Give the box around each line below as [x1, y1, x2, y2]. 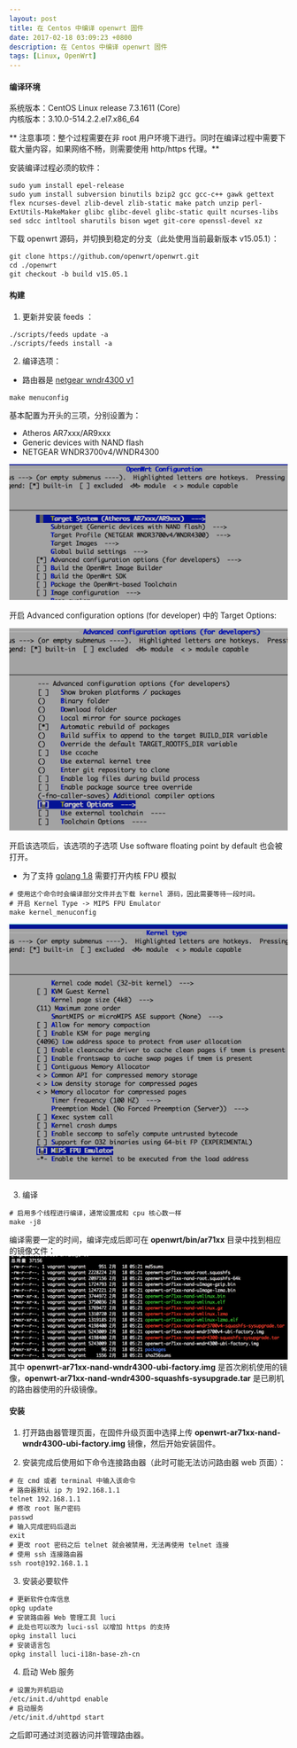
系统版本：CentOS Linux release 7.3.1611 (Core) [9, 103, 181, 113]
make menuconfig [9, 393, 69, 402]
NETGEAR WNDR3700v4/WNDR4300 [21, 446, 160, 457]
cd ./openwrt [9, 261, 57, 270]
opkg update [9, 1604, 53, 1612]
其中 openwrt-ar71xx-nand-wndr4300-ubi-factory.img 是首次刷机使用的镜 [9, 1362, 288, 1372]
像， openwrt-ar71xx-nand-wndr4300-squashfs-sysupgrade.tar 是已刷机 [9, 1372, 285, 1383]
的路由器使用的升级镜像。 [9, 1384, 103, 1394]
